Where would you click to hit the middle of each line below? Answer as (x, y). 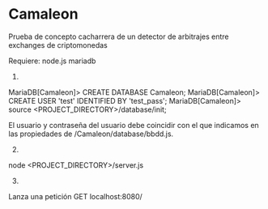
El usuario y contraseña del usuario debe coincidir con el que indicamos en (134, 125)
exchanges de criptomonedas (58, 45)
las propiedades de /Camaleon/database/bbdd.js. (91, 134)
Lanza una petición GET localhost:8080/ (76, 196)
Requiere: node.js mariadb (52, 61)
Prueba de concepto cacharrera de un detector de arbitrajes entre (119, 36)
